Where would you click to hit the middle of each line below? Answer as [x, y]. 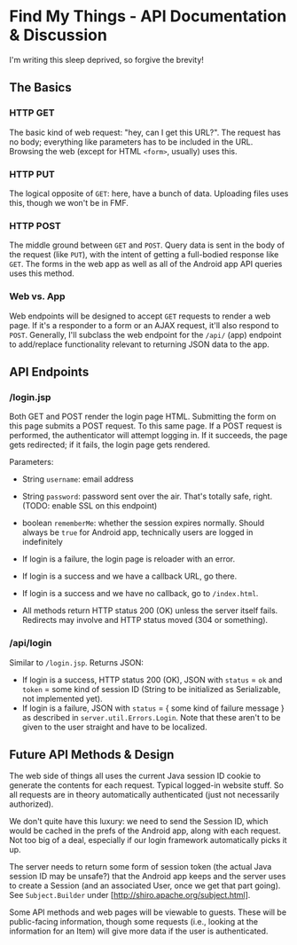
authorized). [31, 804]
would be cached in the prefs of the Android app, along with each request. [145, 831]
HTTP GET [32, 113]
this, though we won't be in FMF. [69, 202]
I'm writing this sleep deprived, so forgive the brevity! [106, 59]
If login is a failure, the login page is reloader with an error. [129, 559]
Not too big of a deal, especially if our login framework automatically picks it [148, 840]
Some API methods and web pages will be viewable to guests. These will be [148, 912]
